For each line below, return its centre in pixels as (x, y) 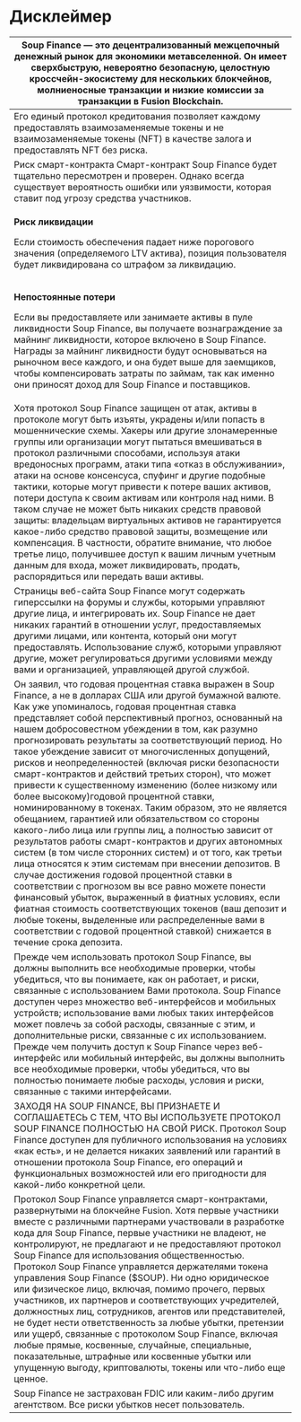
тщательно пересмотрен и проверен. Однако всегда (129, 175)
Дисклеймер (60, 17)
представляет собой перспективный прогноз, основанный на (148, 717)
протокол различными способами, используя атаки (127, 452)
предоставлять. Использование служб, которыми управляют (148, 646)
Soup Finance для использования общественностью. (129, 1255)
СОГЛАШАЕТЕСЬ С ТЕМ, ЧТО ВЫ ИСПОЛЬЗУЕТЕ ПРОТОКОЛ (147, 1117)
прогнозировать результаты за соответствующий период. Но (148, 740)
